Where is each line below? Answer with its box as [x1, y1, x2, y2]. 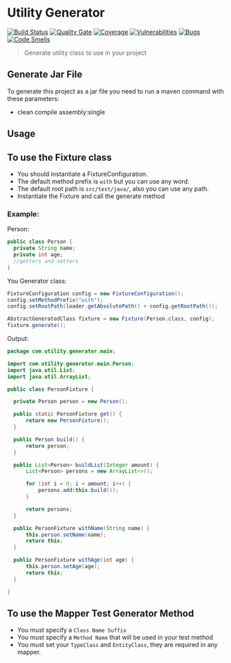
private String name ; [13, 245, 76, 252]
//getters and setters [13, 258, 79, 265]
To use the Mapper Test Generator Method [7, 608, 194, 619]
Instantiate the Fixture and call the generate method [17, 192, 165, 200]
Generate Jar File [7, 69, 83, 80]
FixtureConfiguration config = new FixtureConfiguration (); [7, 290, 185, 297]
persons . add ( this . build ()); [37, 487, 119, 494]
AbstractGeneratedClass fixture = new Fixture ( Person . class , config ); [7, 315, 215, 323]
